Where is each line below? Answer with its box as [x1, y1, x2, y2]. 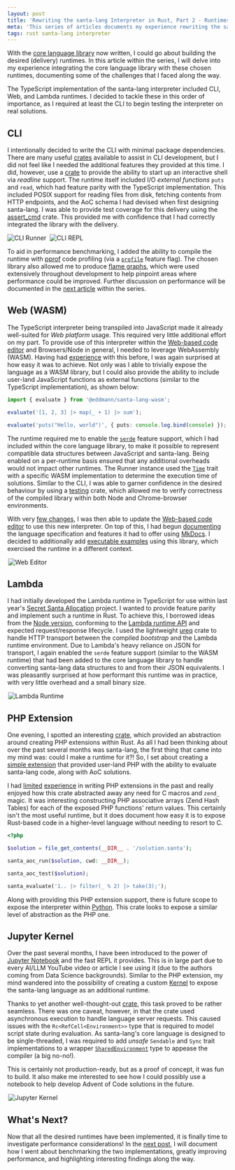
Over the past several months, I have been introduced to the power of [7, 949, 208, 957]
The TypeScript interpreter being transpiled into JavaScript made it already [7, 323, 223, 331]
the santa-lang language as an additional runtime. [7, 986, 150, 994]
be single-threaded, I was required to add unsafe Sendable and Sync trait [7, 1036, 215, 1046]
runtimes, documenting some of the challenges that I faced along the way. [7, 71, 222, 80]
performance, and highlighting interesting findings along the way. [7, 1155, 196, 1163]
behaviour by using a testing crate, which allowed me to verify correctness [7, 486, 222, 494]
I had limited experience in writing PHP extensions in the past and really [7, 781, 214, 790]
